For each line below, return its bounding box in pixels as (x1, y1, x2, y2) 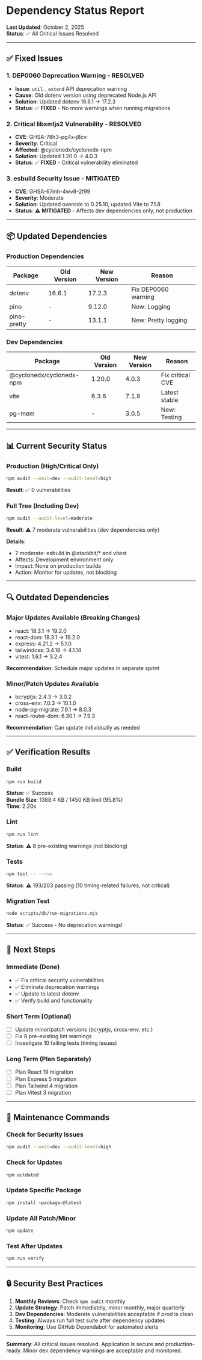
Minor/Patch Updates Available (6, 679, 99, 688)
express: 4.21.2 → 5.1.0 (14, 640, 72, 647)
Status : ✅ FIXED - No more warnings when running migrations (14, 104, 171, 111)
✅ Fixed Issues (6, 54, 63, 64)
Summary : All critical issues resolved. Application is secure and (6, 1340, 164, 1347)
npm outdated (6, 1172, 39, 1178)
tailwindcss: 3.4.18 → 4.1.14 (14, 646, 82, 653)
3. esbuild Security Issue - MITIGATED (6, 174, 120, 182)
